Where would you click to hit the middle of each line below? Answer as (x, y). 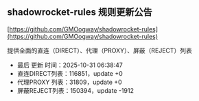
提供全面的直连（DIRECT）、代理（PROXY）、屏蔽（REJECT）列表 (99, 50)
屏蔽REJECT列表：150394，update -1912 (75, 90)
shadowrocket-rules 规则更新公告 (80, 12)
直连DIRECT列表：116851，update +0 (70, 73)
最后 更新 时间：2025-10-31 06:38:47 (70, 65)
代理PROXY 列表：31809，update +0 (69, 82)
